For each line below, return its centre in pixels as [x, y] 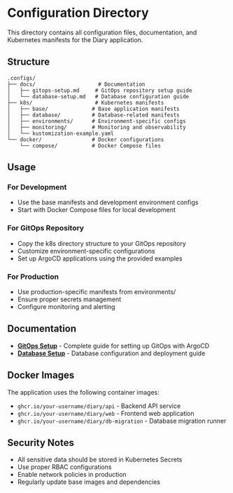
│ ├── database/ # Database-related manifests [93, 115]
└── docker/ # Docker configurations [86, 139]
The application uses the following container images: [83, 392]
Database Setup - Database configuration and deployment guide [111, 353]
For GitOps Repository [46, 228]
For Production [33, 277]
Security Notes [41, 443]
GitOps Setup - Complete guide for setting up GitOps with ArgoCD [113, 346]
